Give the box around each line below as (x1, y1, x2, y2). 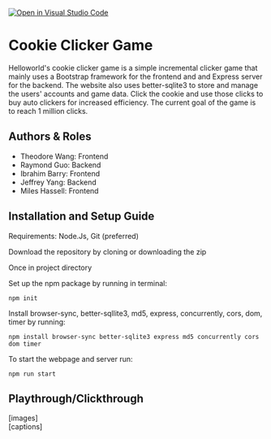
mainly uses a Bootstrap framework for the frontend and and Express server (8, 72, 263, 81)
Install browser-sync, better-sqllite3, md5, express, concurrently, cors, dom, (8, 308, 263, 318)
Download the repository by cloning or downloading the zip (8, 246, 207, 256)
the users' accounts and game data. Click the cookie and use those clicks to (8, 89, 264, 98)
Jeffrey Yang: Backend (19, 177, 97, 187)
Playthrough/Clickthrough (8, 391, 144, 406)
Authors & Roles (8, 130, 92, 144)
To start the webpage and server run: (8, 354, 133, 363)
